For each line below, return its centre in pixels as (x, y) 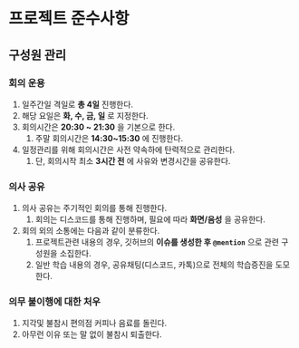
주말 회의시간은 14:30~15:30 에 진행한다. (109, 138)
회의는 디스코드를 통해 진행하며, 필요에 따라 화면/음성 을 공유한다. (150, 219)
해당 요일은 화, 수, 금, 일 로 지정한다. (85, 115)
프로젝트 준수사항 (69, 19)
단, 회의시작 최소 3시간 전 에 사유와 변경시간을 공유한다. (133, 160)
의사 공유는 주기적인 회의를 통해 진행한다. (94, 208)
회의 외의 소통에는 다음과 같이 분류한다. (91, 231)
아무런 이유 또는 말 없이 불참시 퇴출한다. (92, 334)
